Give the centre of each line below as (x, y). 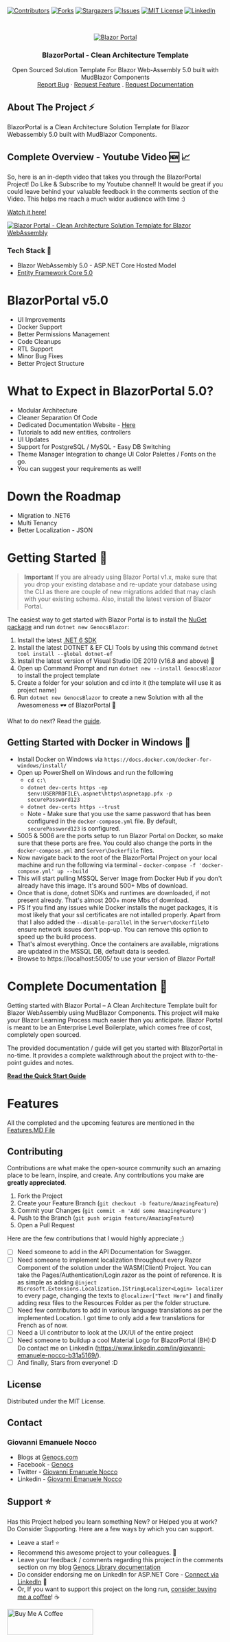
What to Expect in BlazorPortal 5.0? (111, 391)
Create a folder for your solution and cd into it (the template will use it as (119, 682)
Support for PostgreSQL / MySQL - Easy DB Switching (94, 447)
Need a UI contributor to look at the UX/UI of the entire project (105, 1332)
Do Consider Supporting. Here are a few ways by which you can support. (111, 1529)
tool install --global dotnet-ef (65, 654)
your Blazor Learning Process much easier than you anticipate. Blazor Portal (115, 1020)
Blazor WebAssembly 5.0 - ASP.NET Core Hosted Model (96, 265)
